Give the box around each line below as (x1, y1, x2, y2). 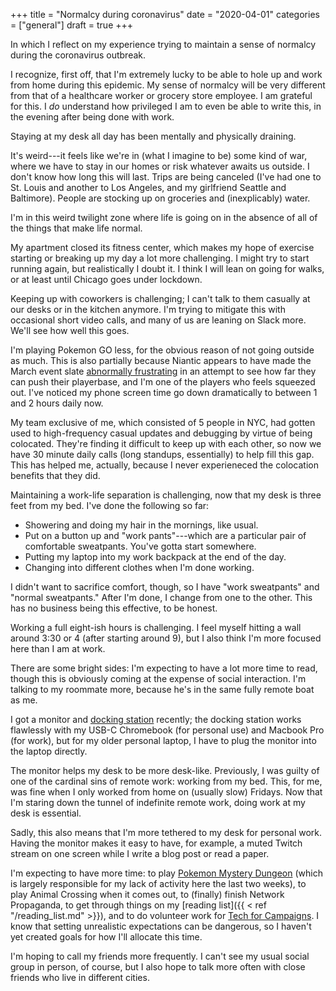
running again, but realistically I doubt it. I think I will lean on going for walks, (10, 263, 325, 274)
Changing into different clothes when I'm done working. (24, 562, 255, 573)
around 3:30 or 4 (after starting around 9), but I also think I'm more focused (10, 632, 322, 644)
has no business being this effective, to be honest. (10, 602, 218, 614)
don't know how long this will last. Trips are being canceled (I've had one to (10, 171, 322, 183)
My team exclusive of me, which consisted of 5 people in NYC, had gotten (10, 417, 316, 428)
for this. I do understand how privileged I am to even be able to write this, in (10, 100, 322, 112)
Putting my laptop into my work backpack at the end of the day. (24, 551, 287, 563)
